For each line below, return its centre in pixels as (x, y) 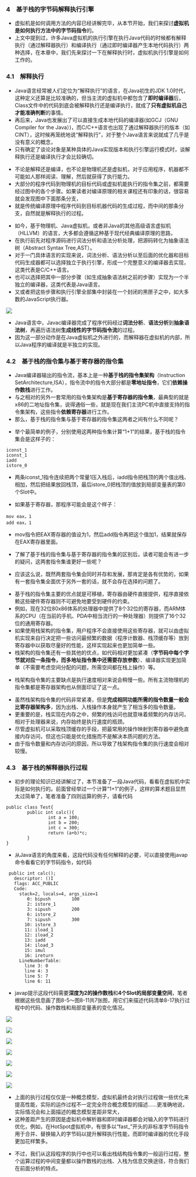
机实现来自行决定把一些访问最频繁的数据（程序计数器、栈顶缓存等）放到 (102, 638)
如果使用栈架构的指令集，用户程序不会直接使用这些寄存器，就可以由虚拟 (102, 630)
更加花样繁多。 (32, 1141)
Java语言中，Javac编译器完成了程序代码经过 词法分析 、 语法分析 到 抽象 (99, 322)
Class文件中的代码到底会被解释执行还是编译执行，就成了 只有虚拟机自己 (101, 105)
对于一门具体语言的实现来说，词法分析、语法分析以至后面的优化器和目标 (102, 255)
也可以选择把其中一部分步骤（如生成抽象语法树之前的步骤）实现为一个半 (102, 277)
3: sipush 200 (54, 909)
